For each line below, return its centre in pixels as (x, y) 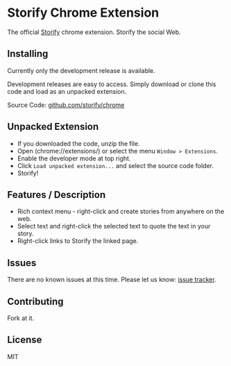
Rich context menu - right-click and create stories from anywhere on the (121, 211)
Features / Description (57, 195)
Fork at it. (21, 318)
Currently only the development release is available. (82, 70)
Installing (28, 54)
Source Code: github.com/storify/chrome (66, 105)
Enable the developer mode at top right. (74, 158)
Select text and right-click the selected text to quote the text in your (114, 226)
